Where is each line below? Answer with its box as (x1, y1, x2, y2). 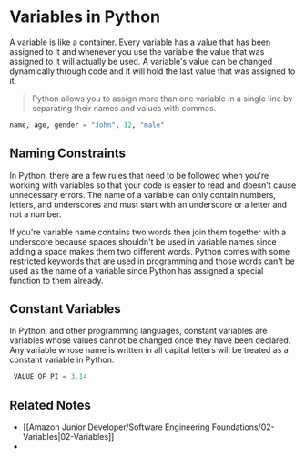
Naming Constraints (9, 146, 126, 161)
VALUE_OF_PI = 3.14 (13, 372, 88, 381)
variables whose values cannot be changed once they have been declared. (9, 335, 291, 346)
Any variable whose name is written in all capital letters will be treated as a (9, 345, 289, 356)
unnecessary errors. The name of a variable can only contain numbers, (9, 189, 276, 200)
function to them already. (9, 275, 104, 286)
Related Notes (9, 397, 91, 412)
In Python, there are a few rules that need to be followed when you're (9, 170, 269, 181)
